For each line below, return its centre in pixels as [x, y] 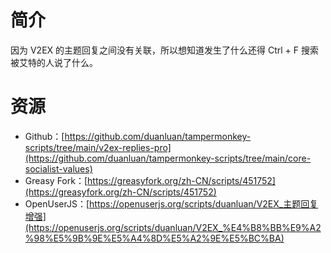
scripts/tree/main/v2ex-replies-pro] [98, 147]
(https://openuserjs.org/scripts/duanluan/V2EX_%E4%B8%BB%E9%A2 [173, 227]
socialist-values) [58, 168]
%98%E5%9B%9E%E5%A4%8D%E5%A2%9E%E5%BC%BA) [154, 238]
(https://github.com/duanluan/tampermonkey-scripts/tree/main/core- [168, 158]
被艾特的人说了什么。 [54, 62]
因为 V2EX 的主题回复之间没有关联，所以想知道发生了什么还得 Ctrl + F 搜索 [164, 50]
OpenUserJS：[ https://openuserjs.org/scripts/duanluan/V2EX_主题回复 [171, 203]
